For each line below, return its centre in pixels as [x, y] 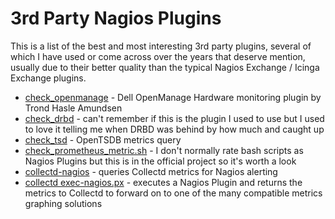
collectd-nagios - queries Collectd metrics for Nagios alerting [151, 171]
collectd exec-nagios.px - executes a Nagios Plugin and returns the [163, 182]
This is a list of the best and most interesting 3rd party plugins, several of [161, 46]
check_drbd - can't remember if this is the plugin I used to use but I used [174, 118]
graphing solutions [63, 203]
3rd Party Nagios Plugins [116, 18]
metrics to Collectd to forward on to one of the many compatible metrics [173, 193]
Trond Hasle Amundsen [73, 108]
